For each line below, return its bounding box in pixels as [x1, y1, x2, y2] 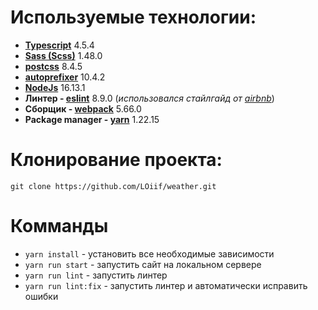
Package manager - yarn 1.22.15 [24, 113, 160, 125]
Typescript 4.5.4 [24, 39, 95, 51]
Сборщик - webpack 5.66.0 [24, 102, 142, 115]
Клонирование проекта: [10, 149, 223, 171]
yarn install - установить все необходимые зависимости [24, 247, 275, 260]
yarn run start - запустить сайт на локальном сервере [24, 258, 262, 270]
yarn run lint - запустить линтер [24, 269, 168, 281]
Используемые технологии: [10, 6, 257, 29]
